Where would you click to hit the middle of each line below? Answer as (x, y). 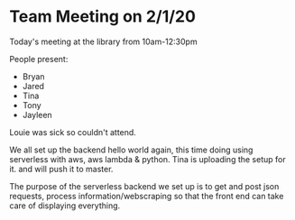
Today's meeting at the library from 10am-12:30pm (103, 41)
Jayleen (37, 115)
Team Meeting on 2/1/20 (103, 17)
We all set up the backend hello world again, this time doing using (131, 150)
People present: (39, 59)
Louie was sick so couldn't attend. (73, 132)
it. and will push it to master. (61, 169)
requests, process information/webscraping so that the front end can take (147, 196)
